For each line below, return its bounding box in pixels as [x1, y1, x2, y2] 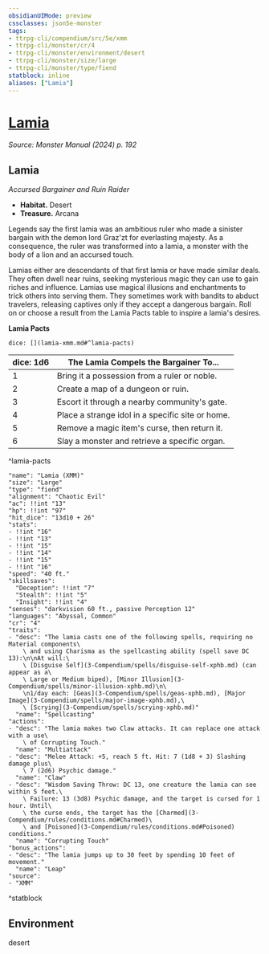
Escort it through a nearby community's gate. [56, 397, 227, 408]
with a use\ [8, 732, 48, 740]
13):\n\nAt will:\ [8, 654, 70, 662]
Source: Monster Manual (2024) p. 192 [8, 140, 137, 149]
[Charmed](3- [155, 809, 199, 817]
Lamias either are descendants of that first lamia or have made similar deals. [8, 266, 261, 275]
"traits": [8, 626, 42, 634]
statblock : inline [8, 71, 70, 79]
